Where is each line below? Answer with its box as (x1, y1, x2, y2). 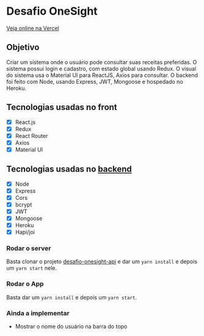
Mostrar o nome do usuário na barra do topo (15, 323, 128, 331)
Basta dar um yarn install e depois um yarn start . (6, 293, 137, 301)
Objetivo (6, 42, 40, 53)
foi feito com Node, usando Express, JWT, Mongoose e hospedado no (6, 78, 183, 85)
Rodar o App (6, 280, 44, 288)
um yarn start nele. (6, 265, 57, 272)
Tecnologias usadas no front (6, 102, 117, 112)
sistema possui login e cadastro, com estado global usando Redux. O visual (6, 65, 197, 72)
